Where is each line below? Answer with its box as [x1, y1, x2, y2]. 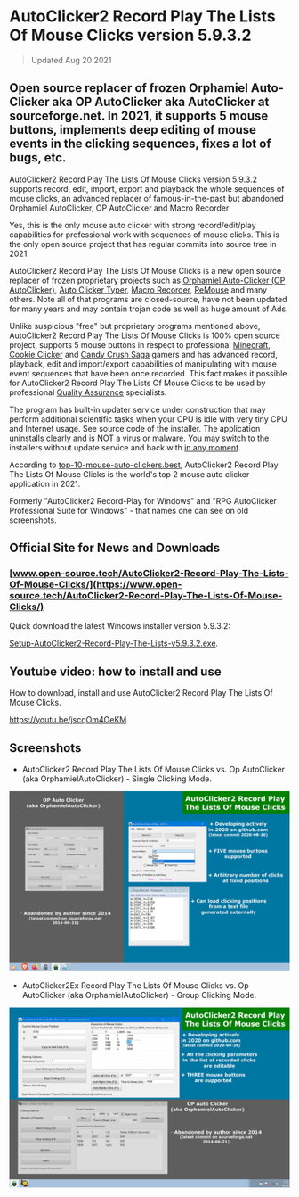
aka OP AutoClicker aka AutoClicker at [52, 95, 270, 110]
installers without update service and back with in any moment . [9, 442, 242, 452]
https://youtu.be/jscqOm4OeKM [9, 714, 127, 725]
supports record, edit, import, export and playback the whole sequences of [9, 183, 285, 194]
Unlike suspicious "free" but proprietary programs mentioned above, [9, 320, 261, 331]
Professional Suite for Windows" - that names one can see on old [9, 505, 249, 516]
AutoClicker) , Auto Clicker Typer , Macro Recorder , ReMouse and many [9, 284, 268, 295]
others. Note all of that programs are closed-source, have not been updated [9, 293, 287, 304]
